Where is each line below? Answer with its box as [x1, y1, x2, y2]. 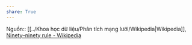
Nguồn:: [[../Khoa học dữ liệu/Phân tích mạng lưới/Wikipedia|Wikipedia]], [6, 25, 187, 32]
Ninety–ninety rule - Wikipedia [6, 31, 82, 39]
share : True [6, 8, 36, 15]
